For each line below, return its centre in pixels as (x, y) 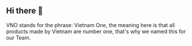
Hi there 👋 (25, 11)
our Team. (19, 37)
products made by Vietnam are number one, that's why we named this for (96, 31)
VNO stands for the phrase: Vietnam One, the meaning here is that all (91, 25)
